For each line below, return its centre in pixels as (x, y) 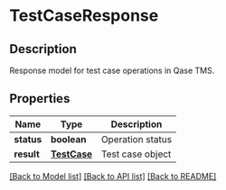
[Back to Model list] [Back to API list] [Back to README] (113, 176)
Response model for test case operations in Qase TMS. (112, 70)
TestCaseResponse (84, 16)
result (27, 154)
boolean (68, 139)
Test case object (136, 154)
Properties (40, 99)
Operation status (137, 139)
